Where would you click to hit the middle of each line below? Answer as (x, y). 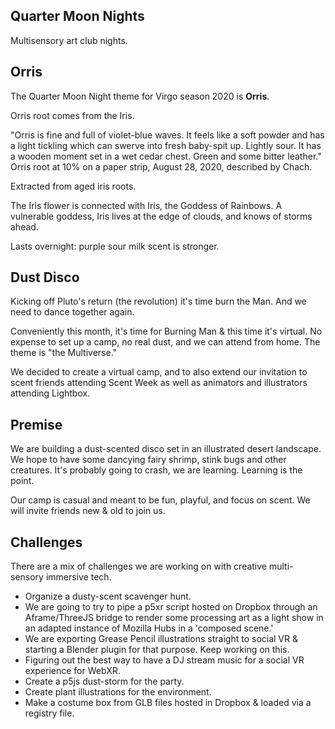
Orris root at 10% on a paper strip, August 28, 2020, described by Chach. (161, 166)
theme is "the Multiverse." (64, 353)
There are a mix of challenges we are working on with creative (139, 566)
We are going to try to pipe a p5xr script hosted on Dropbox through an (171, 607)
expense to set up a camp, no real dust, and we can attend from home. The (165, 342)
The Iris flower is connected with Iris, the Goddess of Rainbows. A (146, 205)
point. (22, 481)
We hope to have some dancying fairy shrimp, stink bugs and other (148, 460)
